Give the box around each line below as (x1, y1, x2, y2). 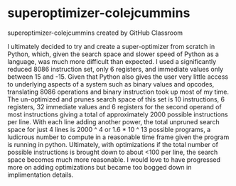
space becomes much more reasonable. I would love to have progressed (7, 155, 221, 164)
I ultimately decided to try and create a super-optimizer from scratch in (7, 42, 215, 50)
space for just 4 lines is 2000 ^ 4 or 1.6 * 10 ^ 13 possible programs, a (7, 125, 211, 133)
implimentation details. (7, 170, 74, 179)
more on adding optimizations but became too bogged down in (7, 163, 192, 171)
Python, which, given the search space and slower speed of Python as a (7, 50, 219, 58)
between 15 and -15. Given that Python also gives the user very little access (7, 72, 229, 81)
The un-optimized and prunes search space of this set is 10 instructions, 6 (7, 94, 225, 104)
